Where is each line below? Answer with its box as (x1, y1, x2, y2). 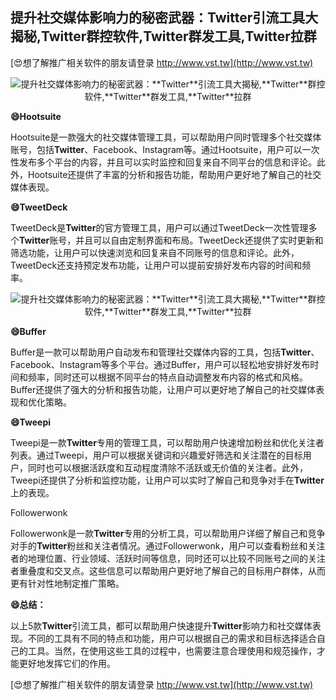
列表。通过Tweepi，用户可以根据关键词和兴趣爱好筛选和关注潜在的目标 (10, 449, 303, 461)
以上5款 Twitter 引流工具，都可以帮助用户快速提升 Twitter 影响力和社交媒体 (10, 619, 313, 632)
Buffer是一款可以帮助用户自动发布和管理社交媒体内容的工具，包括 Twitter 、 (10, 346, 320, 358)
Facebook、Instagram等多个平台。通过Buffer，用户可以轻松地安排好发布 (10, 358, 311, 370)
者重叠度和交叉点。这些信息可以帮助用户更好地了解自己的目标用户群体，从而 (10, 564, 326, 577)
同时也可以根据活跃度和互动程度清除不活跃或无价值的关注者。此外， (27, 461, 308, 473)
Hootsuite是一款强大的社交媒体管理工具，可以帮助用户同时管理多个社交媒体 (10, 131, 322, 143)
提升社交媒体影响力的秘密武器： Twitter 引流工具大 (10, 9, 319, 27)
